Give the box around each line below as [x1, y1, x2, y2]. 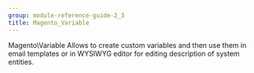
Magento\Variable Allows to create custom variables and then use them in [8, 40, 247, 49]
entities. [8, 57, 34, 67]
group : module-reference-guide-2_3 [8, 11, 125, 20]
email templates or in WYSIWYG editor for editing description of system [8, 49, 240, 58]
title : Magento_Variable [8, 19, 90, 27]
